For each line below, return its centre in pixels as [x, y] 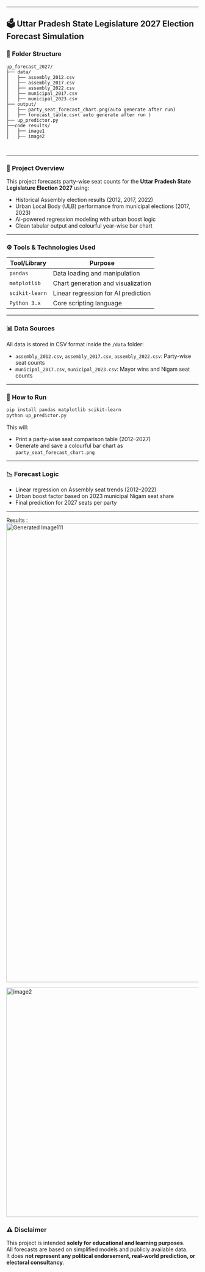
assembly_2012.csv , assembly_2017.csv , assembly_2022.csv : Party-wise [103, 356]
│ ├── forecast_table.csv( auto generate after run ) [79, 115]
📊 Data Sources [31, 329]
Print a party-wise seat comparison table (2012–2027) [83, 439]
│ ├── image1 [26, 131]
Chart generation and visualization [102, 283]
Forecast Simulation [45, 36]
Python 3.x [25, 303]
